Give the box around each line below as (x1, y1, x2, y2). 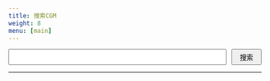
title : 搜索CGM (8, 11, 57, 20)
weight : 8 (8, 19, 42, 27)
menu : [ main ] (8, 26, 52, 34)
